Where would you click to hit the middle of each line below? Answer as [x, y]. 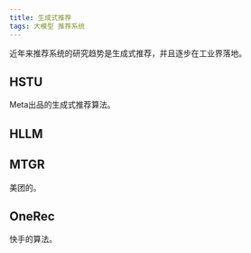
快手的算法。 [33, 239]
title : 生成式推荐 [41, 18]
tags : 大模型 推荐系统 [47, 26]
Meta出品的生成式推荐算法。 [62, 105]
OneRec [33, 216]
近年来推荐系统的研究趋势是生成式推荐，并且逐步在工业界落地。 [128, 53]
